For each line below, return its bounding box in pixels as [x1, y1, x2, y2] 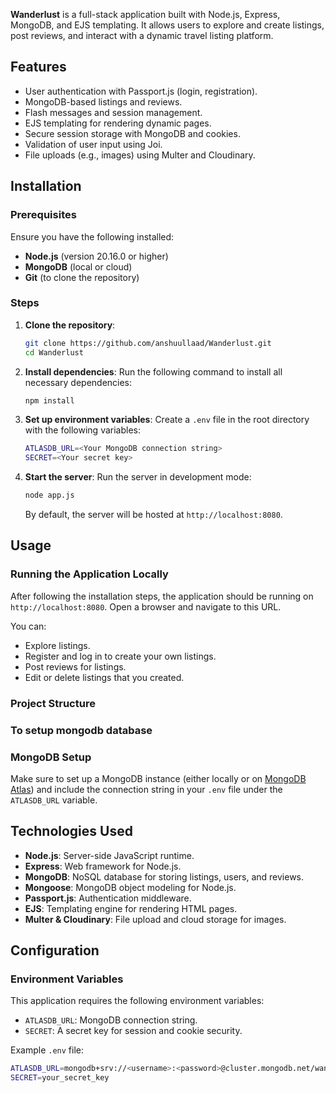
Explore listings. [24, 639, 91, 651]
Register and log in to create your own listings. [24, 650, 217, 662]
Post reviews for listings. [24, 660, 127, 673]
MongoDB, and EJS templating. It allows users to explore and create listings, [10, 19, 325, 31]
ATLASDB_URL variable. [10, 794, 98, 806]
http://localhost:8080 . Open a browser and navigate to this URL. [10, 600, 282, 613]
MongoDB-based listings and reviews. [24, 95, 183, 108]
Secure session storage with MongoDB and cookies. [24, 127, 241, 139]
